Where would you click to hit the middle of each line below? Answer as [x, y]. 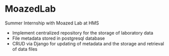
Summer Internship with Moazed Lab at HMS [52, 23]
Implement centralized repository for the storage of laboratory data [83, 33]
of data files [25, 49]
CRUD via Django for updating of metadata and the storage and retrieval [88, 43]
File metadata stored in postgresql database [58, 38]
